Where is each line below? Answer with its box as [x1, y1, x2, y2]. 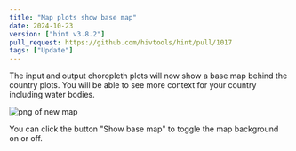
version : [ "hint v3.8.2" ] [9, 29, 105, 38]
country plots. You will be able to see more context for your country [9, 80, 257, 91]
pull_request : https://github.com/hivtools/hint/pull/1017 [9, 37, 233, 47]
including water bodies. [9, 90, 95, 100]
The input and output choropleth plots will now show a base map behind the [9, 70, 288, 81]
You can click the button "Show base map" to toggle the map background [9, 123, 279, 134]
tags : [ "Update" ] [9, 46, 74, 55]
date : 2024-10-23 [9, 21, 74, 30]
